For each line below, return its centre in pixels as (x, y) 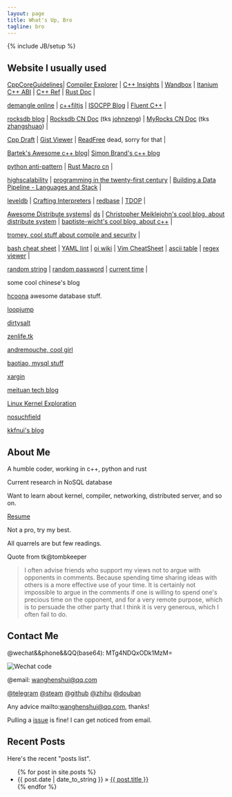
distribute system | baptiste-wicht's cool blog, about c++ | (90, 222)
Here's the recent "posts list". (49, 758)
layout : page (26, 14)
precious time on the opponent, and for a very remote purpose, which (123, 599)
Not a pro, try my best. (39, 530)
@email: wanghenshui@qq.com (52, 679)
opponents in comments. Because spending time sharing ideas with (120, 577)
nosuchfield (24, 417)
